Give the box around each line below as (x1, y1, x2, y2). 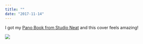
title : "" (5, 7, 25, 12)
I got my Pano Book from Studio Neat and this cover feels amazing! (5, 24, 139, 30)
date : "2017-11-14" (5, 11, 44, 16)
